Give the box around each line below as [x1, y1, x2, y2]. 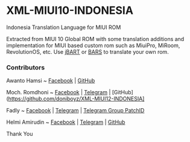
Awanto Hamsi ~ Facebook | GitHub [6, 77, 95, 85]
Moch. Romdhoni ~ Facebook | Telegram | [6, 89, 111, 96]
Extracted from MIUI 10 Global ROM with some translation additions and [6, 35, 185, 42]
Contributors [6, 63, 45, 71]
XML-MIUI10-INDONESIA [6, 4, 134, 18]
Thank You [6, 131, 33, 138]
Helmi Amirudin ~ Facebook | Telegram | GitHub [6, 118, 125, 126]
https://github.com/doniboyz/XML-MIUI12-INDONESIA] [8, 95, 145, 103]
